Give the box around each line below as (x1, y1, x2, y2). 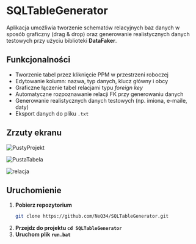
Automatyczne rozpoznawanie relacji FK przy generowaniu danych (15, 90, 184, 98)
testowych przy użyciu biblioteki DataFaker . (6, 37, 117, 44)
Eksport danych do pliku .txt (15, 109, 89, 117)
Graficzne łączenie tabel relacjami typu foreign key (15, 84, 143, 91)
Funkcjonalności (6, 54, 71, 65)
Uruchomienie (6, 185, 62, 196)
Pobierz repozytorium (15, 201, 72, 209)
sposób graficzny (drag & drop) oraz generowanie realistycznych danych (6, 30, 191, 37)
